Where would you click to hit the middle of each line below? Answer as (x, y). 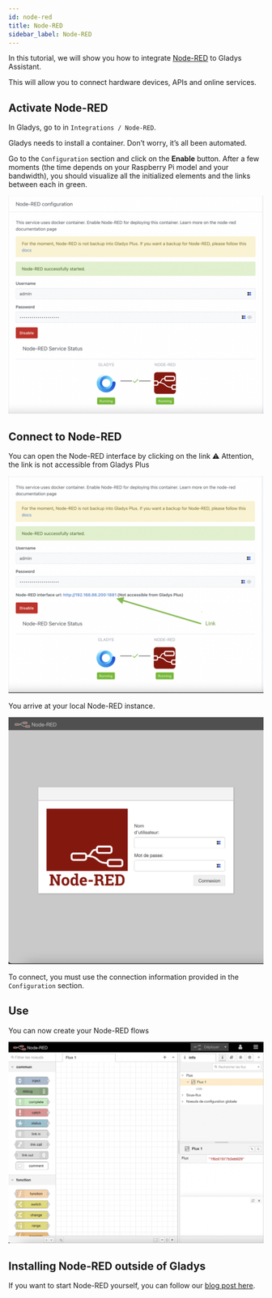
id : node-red (30, 17)
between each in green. (48, 185)
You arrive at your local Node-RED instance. (82, 706)
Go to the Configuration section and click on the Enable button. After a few (134, 159)
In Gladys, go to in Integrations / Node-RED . (82, 127)
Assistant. (25, 67)
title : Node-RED (36, 25)
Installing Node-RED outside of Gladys (107, 1266)
